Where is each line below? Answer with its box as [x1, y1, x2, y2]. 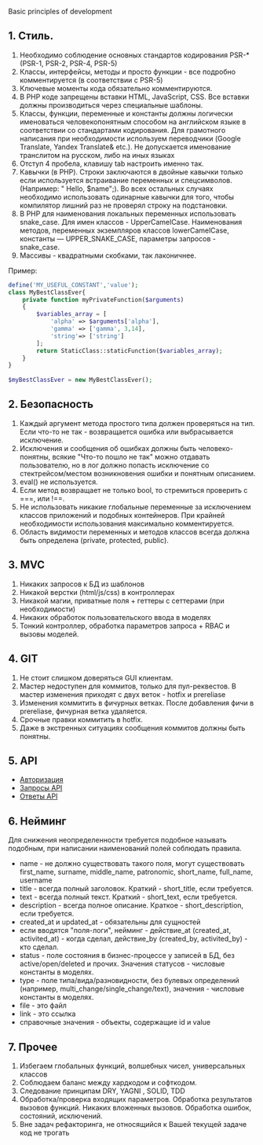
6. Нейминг [8, 814, 67, 828]
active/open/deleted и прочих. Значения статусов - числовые [19, 959, 225, 969]
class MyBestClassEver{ [8, 288, 86, 296]
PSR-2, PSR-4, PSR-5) [45, 58, 118, 68]
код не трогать [19, 1128, 70, 1137]
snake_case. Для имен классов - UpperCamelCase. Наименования [19, 217, 243, 226]
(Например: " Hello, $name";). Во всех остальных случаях [19, 184, 214, 193]
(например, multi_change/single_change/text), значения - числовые [19, 984, 245, 993]
